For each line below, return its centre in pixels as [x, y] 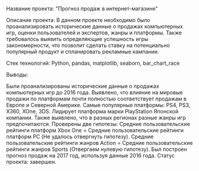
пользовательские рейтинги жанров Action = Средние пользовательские [99, 143]
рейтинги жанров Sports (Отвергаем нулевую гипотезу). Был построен [97, 149]
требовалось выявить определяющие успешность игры [77, 39]
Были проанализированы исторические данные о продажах [83, 86]
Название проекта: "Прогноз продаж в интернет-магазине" [82, 9]
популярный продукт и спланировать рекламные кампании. [83, 52]
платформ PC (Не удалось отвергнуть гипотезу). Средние [80, 137]
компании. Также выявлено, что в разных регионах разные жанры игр [96, 118]
